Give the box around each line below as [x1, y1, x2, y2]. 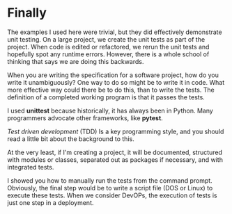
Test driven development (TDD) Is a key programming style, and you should [7, 127, 224, 135]
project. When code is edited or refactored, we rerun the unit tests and [7, 42, 210, 51]
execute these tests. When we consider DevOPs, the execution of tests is [7, 191, 217, 199]
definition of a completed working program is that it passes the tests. [7, 92, 206, 101]
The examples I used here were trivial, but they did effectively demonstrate [7, 28, 222, 36]
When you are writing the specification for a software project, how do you [7, 71, 219, 79]
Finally [7, 5, 47, 21]
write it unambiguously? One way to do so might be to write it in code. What [7, 78, 225, 86]
